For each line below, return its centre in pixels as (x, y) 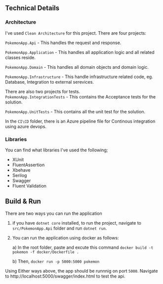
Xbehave (21, 170)
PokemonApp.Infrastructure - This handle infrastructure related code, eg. (79, 77)
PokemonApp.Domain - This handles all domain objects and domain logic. (77, 67)
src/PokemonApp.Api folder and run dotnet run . (60, 228)
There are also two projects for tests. (43, 92)
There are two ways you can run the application (54, 213)
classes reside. (20, 57)
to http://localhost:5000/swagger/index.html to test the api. (65, 276)
